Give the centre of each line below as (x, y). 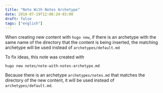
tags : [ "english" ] (24, 23)
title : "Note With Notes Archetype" (42, 10)
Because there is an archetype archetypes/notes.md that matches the (75, 75)
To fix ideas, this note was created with (45, 57)
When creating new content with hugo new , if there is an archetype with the (81, 37)
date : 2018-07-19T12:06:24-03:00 (39, 14)
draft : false (18, 19)
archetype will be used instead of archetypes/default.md (63, 47)
